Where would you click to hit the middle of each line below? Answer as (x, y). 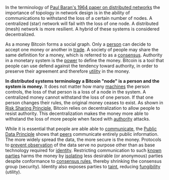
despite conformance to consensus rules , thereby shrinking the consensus (83, 161)
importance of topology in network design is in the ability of (68, 13)
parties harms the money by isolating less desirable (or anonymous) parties (84, 156)
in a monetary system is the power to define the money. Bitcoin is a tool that (84, 60)
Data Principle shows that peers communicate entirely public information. (82, 134)
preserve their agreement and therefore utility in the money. (68, 71)
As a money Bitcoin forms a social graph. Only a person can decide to (78, 44)
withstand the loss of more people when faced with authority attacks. (78, 119)
